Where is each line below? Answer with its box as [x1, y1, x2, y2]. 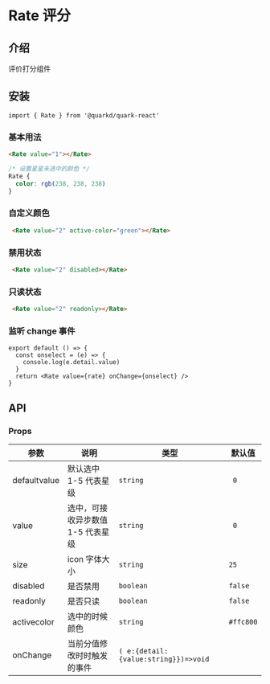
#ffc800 [228, 617, 258, 626]
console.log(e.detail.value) [22, 358, 121, 367]
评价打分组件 [8, 64, 51, 73]
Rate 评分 [8, 6, 71, 25]
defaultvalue [12, 474, 60, 485]
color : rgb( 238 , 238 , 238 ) [15, 179, 106, 188]
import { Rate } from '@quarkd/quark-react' [8, 111, 160, 120]
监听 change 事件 [8, 326, 76, 337]
